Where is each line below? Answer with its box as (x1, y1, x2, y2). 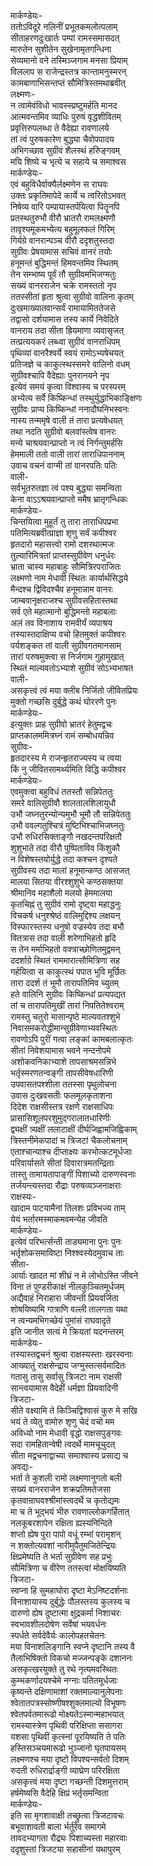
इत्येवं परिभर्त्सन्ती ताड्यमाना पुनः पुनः (10, 1236, 123, 1247)
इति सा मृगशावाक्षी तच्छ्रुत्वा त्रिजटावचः (10, 1810, 125, 1821)
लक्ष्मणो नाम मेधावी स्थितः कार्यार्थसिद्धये (10, 572, 129, 584)
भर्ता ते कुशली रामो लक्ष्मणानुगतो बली (10, 1472, 122, 1484)
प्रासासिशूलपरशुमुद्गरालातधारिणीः (10, 1112, 112, 1124)
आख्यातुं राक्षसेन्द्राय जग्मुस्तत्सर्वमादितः (10, 1360, 127, 1371)
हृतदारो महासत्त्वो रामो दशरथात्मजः (10, 538, 116, 550)
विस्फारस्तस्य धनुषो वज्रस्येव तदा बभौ (10, 921, 125, 932)
